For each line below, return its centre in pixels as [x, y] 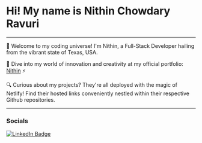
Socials [17, 121]
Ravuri [23, 24]
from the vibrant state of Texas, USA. [52, 52]
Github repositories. [31, 99]
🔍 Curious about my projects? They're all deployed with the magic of [92, 84]
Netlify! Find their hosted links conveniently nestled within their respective [98, 93]
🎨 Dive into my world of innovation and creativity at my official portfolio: [95, 63]
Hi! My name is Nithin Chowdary [88, 11]
